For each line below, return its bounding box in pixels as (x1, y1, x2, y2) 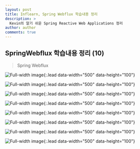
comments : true (5, 30, 36, 35)
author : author (5, 25, 36, 30)
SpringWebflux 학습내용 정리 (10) (5, 49, 104, 58)
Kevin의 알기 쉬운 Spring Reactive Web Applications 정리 (9, 21, 123, 26)
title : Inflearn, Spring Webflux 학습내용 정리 (5, 12, 98, 17)
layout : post (5, 7, 32, 12)
